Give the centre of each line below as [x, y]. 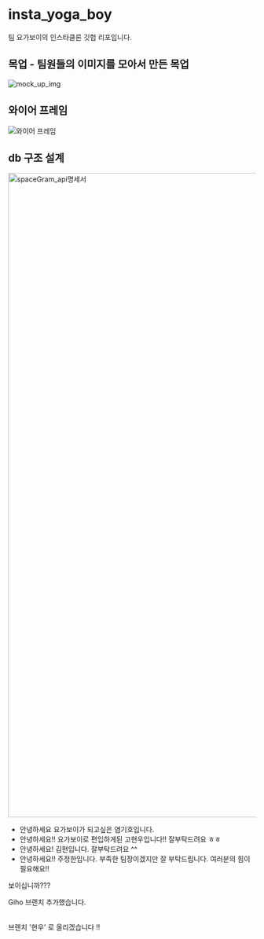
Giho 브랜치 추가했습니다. [47, 902]
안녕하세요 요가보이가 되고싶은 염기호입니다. [87, 830]
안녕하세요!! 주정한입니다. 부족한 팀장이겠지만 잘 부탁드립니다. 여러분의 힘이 [135, 859]
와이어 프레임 [38, 110]
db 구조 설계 [36, 158]
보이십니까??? [29, 886]
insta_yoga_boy [60, 15]
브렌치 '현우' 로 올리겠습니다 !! [54, 927]
